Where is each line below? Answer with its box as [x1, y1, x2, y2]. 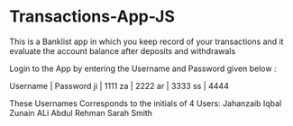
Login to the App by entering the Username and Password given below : [9, 63, 277, 74]
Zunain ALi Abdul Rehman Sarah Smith [9, 107, 153, 118]
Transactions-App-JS [9, 6, 176, 27]
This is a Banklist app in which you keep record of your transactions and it [9, 36, 284, 47]
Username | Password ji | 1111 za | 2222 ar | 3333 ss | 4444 [9, 80, 230, 91]
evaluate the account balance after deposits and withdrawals [9, 45, 236, 56]
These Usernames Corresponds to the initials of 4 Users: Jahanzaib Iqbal [9, 97, 282, 109]
